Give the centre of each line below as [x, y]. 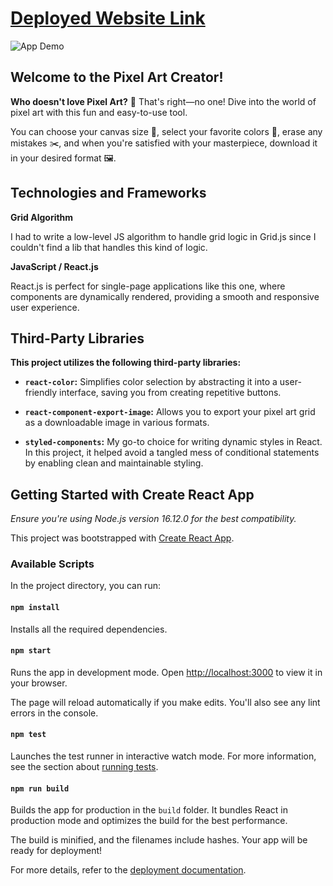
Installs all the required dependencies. [89, 629]
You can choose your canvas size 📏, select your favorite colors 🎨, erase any [166, 131]
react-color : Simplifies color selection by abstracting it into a [151, 382]
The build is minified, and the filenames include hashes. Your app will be [159, 840]
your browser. [39, 683]
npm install [35, 608]
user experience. [45, 307]
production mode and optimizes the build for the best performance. [149, 821]
